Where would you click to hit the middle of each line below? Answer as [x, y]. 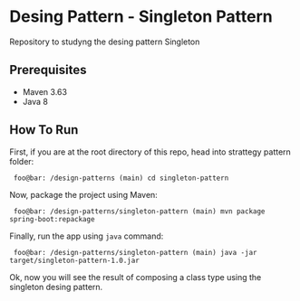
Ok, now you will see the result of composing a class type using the [135, 277]
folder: [22, 161]
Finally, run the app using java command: [87, 236]
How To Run [44, 130]
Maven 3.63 [45, 91]
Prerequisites [48, 70]
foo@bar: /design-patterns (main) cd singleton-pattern [121, 178]
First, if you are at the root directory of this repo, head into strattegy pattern [150, 152]
